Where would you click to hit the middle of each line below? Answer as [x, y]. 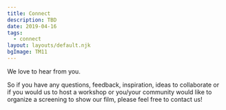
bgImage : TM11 [28, 52]
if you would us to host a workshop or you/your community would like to [110, 92]
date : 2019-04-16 [32, 26]
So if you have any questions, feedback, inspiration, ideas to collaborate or [113, 85]
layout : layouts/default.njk [49, 45]
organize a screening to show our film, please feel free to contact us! [105, 99]
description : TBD [32, 20]
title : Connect [29, 13]
